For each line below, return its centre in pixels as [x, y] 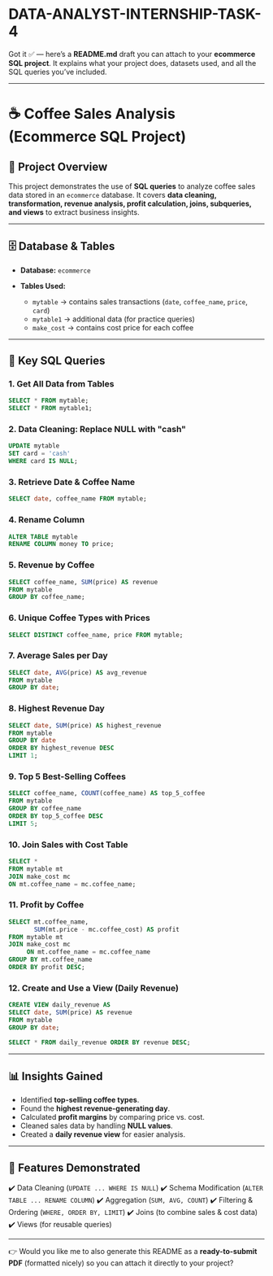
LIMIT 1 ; [23, 756]
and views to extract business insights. [74, 212]
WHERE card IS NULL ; [43, 461]
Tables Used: [43, 286]
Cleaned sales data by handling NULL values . [96, 1126]
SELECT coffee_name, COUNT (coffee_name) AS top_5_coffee [107, 793]
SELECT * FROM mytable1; [50, 409]
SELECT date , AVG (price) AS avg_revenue [78, 672]
